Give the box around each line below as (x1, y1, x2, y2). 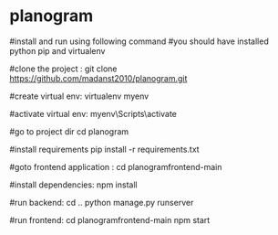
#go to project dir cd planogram (9, 125, 129, 137)
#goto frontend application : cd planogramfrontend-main (9, 161, 222, 172)
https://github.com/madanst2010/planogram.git (9, 72, 188, 83)
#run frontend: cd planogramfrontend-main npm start (9, 214, 211, 225)
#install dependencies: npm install (9, 179, 139, 190)
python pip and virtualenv (9, 45, 106, 56)
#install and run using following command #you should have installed (9, 36, 269, 47)
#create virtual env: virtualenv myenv (9, 91, 149, 101)
